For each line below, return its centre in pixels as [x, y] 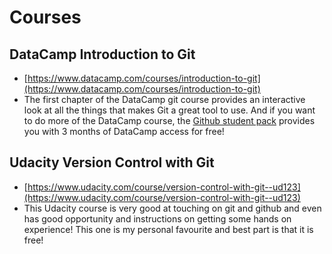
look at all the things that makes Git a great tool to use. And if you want [169, 110]
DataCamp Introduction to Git [102, 54]
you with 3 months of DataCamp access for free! [124, 131]
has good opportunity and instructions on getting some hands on [157, 218]
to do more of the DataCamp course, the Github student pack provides [169, 120]
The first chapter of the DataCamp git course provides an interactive [164, 99]
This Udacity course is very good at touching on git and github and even [172, 208]
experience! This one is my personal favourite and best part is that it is [168, 229]
